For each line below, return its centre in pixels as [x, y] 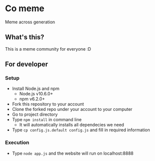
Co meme [25, 9]
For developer [27, 64]
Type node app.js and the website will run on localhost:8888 [73, 153]
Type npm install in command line [47, 120]
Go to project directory [35, 114]
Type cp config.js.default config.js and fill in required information [81, 130]
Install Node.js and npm [36, 89]
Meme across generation [30, 22]
